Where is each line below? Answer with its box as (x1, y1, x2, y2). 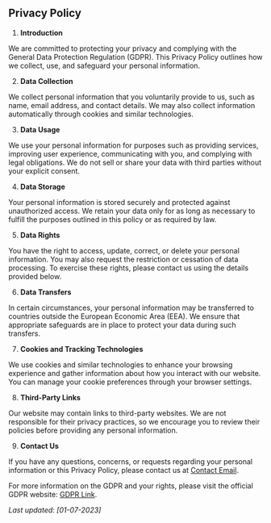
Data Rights (19, 230, 60, 240)
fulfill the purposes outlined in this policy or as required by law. (8, 214, 217, 224)
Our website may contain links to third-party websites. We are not (8, 408, 227, 418)
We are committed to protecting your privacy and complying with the (8, 44, 237, 53)
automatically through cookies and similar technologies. (8, 109, 194, 119)
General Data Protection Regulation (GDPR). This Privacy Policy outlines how (8, 52, 264, 61)
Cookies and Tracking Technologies (19, 344, 144, 354)
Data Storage (19, 182, 66, 191)
